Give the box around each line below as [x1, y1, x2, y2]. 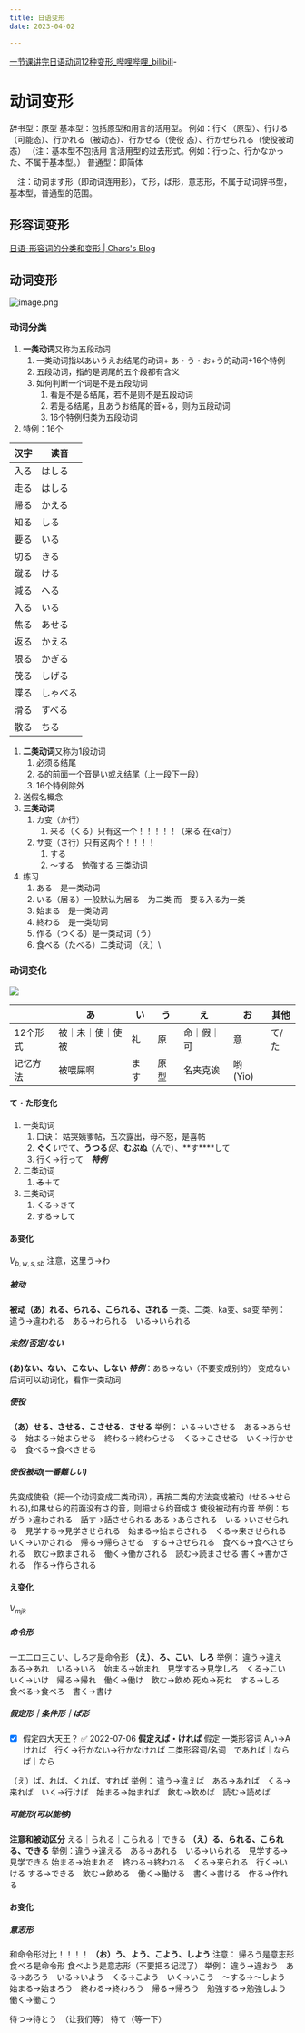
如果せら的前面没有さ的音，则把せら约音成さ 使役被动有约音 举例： [30, 1502, 282, 1513]
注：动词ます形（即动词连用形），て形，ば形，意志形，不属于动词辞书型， [16, 177, 292, 188]
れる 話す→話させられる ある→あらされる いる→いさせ [56, 1513, 273, 1525]
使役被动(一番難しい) [9, 1467, 88, 1478]
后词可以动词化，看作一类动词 [9, 1374, 121, 1385]
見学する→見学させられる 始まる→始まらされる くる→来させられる [25, 1525, 287, 1536]
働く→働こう [9, 1995, 57, 2006]
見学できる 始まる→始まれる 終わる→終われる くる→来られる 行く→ [9, 1856, 280, 1867]
